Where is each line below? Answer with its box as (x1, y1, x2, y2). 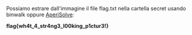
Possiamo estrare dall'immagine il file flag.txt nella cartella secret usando (6, 5, 187, 12)
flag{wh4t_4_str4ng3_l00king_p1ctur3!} (6, 23, 109, 29)
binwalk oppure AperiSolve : (6, 11, 75, 18)
